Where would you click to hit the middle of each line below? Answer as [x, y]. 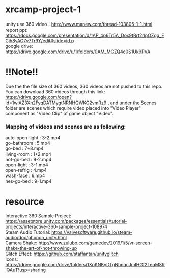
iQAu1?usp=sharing [26, 270]
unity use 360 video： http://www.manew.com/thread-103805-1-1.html [79, 24]
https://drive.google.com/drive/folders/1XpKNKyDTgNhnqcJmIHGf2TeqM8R [85, 265]
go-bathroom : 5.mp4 [28, 143]
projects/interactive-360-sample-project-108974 [56, 227]
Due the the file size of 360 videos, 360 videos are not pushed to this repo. [84, 86]
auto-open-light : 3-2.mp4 [33, 138]
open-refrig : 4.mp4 [26, 170]
